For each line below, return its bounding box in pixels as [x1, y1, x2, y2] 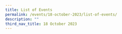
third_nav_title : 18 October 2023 [5, 21, 77, 26]
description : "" [5, 16, 39, 21]
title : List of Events [5, 7, 52, 12]
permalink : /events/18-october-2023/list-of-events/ [5, 12, 117, 17]
